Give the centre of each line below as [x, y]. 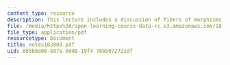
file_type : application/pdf [47, 32]
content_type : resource [41, 13]
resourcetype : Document [41, 39]
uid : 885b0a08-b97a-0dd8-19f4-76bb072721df [70, 51]
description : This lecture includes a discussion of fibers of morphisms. [116, 20]
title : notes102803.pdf [41, 45]
